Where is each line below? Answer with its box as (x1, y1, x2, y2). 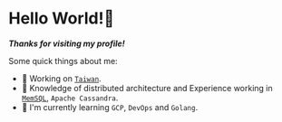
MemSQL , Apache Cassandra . (21, 92, 119, 103)
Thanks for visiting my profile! (8, 38, 126, 49)
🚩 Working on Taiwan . (21, 72, 102, 84)
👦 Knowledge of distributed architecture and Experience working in (21, 82, 273, 93)
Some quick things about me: (8, 55, 119, 66)
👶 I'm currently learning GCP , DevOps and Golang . (21, 101, 199, 112)
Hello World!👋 (8, 8, 115, 29)
